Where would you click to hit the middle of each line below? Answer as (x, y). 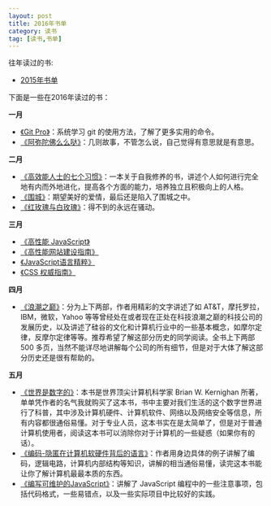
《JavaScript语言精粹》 (58, 262)
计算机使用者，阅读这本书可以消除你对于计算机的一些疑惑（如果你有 (134, 433)
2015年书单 (39, 80)
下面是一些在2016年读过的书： (59, 98)
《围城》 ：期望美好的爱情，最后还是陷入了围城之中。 (107, 197)
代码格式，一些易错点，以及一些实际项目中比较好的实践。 (123, 494)
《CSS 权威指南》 (48, 273)
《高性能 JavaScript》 (55, 242)
